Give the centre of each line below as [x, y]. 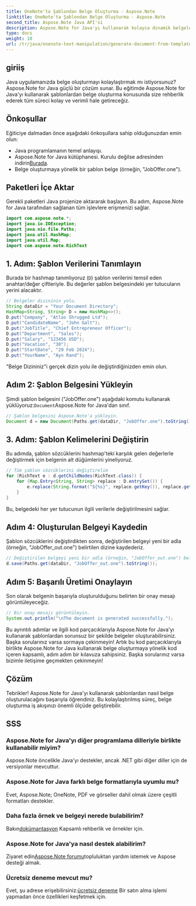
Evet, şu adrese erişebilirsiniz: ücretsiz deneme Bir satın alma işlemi [87, 891]
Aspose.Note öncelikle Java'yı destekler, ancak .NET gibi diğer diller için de [97, 760]
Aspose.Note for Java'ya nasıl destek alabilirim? [76, 843]
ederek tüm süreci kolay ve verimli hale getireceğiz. [68, 101]
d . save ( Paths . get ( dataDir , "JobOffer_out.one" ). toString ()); [82, 564]
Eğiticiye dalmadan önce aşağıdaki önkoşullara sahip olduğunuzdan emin [94, 133]
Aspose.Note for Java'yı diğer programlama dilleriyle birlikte [94, 740]
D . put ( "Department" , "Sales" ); [44, 334]
